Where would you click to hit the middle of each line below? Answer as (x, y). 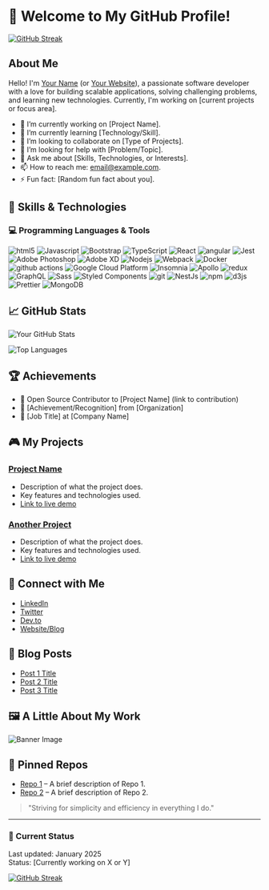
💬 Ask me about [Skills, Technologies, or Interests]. (104, 158)
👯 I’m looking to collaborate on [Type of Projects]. (102, 141)
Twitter (32, 611)
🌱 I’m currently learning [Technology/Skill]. (90, 132)
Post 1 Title (38, 673)
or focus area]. (33, 108)
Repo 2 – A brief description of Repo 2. (84, 792)
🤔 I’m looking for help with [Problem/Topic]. (91, 149)
